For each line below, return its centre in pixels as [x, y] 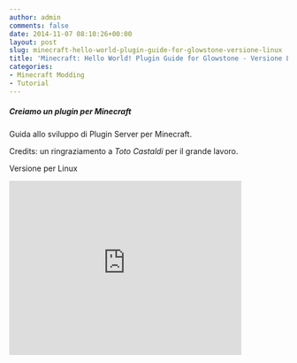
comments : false [39, 26]
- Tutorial [29, 83]
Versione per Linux [43, 168]
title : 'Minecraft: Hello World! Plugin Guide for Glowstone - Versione [146, 58]
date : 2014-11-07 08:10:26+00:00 [71, 34]
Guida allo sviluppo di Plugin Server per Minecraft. [101, 134]
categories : [31, 67]
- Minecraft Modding [47, 75]
